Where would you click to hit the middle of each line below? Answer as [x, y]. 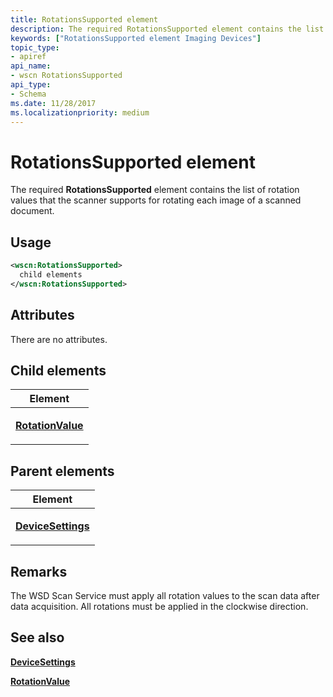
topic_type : [35, 47]
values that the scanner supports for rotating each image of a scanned [156, 200]
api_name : [31, 66]
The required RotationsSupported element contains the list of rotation [155, 190]
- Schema [28, 94]
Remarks [39, 571]
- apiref [28, 57]
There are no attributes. [59, 339]
